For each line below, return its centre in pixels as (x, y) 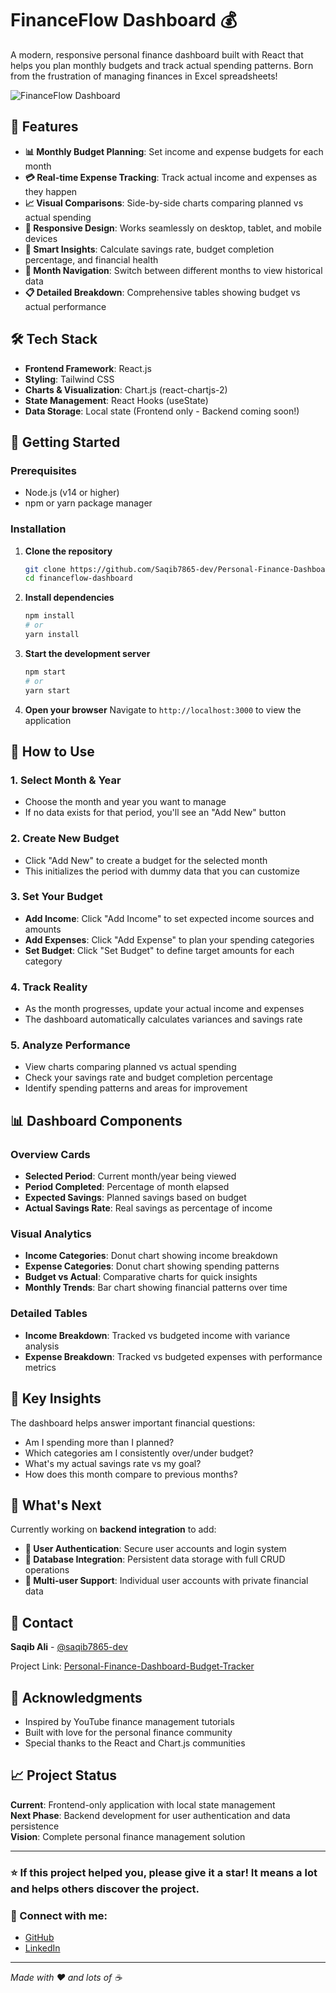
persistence (35, 1826)
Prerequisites (43, 470)
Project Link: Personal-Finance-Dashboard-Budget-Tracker (132, 1666)
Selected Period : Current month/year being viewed (130, 1176)
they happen (51, 191)
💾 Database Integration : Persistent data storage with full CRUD (155, 1559)
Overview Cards (50, 1154)
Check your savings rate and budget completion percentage (148, 1078)
